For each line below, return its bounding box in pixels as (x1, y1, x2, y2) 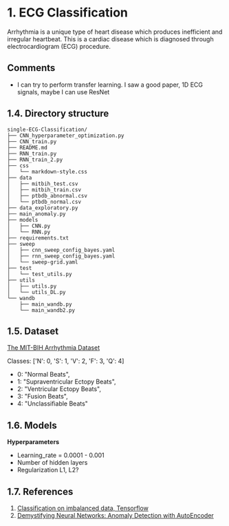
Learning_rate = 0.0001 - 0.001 (17, 451, 105, 459)
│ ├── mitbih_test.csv (7, 180, 78, 187)
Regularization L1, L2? (17, 466, 79, 474)
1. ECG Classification (7, 5, 129, 21)
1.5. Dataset (7, 325, 59, 337)
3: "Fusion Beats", (17, 392, 68, 401)
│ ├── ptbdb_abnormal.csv (7, 192, 88, 199)
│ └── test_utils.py (7, 271, 72, 277)
